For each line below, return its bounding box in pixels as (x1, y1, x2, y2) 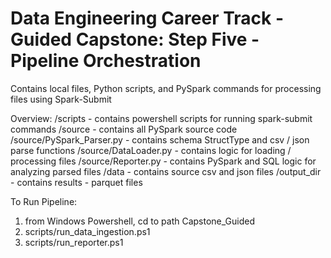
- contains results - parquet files (10, 176, 143, 188)
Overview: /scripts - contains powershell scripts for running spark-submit (10, 112, 313, 124)
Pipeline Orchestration (10, 50, 202, 72)
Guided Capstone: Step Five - (10, 28, 260, 51)
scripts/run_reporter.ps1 (24, 236, 124, 248)
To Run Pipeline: (10, 195, 78, 207)
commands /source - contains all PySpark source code (10, 123, 238, 135)
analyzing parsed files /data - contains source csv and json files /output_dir (10, 165, 322, 177)
